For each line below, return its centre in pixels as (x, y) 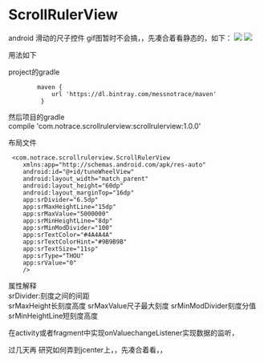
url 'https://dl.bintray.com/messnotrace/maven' (134, 94)
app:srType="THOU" (53, 255)
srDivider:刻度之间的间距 (49, 296)
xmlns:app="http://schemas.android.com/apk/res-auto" (114, 165)
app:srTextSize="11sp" (61, 249)
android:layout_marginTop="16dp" (79, 193)
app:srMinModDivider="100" (68, 227)
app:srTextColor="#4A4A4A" (68, 235)
